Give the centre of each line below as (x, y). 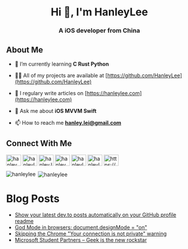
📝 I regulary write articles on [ (51, 93)
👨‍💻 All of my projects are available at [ (61, 75)
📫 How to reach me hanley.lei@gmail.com (68, 122)
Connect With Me (39, 143)
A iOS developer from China (99, 31)
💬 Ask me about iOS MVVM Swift (56, 111)
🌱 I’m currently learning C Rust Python (62, 64)
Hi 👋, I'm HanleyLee (99, 12)
